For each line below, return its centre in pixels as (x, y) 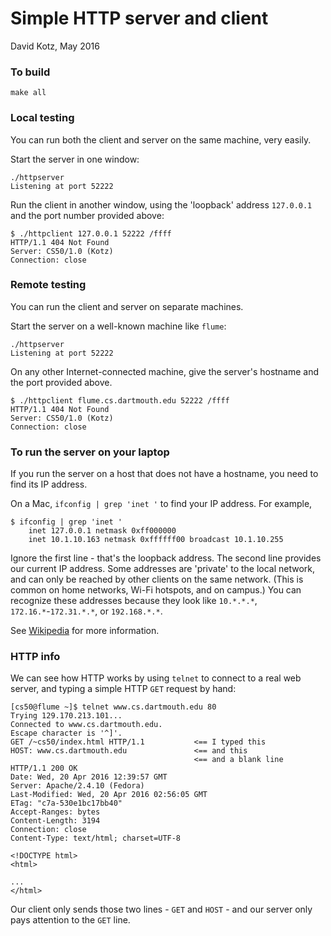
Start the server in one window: (75, 159)
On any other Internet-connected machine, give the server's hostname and (165, 371)
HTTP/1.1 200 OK (44, 768)
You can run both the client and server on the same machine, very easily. (161, 139)
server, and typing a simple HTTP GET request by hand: (123, 689)
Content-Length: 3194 (55, 821)
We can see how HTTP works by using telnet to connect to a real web (156, 678)
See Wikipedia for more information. (85, 631)
